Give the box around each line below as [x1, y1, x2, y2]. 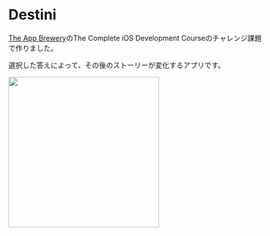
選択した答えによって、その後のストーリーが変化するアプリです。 [8, 60, 225, 70]
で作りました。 [8, 43, 58, 53]
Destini [8, 6, 57, 24]
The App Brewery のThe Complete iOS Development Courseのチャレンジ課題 [8, 33, 262, 43]
